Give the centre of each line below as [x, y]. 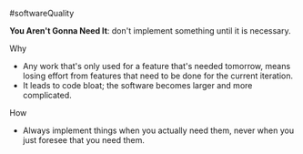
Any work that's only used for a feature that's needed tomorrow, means [157, 66]
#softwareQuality [42, 13]
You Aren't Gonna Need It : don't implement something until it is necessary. [150, 31]
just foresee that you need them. [84, 140]
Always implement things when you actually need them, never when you [158, 130]
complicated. [47, 95]
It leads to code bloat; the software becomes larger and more [137, 85]
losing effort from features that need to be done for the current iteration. [158, 76]
